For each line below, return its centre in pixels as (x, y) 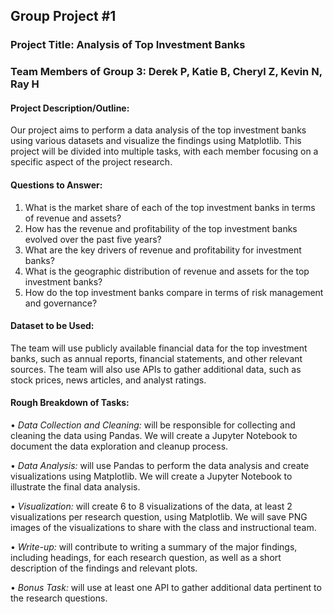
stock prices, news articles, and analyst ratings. (108, 380)
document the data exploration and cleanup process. (119, 446)
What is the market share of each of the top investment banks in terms (170, 207)
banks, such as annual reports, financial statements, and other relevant (156, 358)
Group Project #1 (63, 16)
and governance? (61, 303)
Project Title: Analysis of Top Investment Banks (128, 45)
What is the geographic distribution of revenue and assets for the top (167, 271)
